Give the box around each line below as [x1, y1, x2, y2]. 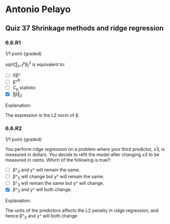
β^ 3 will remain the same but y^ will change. [12, 180, 105, 187]
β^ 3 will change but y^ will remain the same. [12, 173, 105, 181]
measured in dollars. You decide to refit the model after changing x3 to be [5, 151, 160, 157]
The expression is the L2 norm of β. [5, 112, 80, 118]
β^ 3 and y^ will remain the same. [12, 167, 81, 174]
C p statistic [12, 85, 37, 92]
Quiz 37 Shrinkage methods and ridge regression [5, 24, 164, 33]
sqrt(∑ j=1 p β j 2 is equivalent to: [5, 60, 65, 69]
